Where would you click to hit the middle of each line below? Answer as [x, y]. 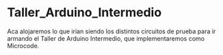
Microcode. [23, 45]
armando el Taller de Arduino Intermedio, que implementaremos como [106, 38]
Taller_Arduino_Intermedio [84, 13]
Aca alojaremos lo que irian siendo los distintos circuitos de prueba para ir [112, 31]
